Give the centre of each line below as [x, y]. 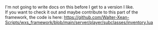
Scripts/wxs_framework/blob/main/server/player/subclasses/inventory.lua [79, 22]
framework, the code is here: [34, 17]
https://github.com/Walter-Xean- [97, 17]
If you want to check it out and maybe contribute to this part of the [72, 12]
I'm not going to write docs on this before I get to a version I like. [70, 7]
